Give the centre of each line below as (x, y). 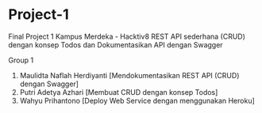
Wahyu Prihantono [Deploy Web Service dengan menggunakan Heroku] (137, 100)
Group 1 (21, 60)
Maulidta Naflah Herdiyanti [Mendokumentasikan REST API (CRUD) (129, 75)
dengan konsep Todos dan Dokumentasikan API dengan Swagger (116, 44)
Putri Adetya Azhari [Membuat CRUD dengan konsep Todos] (119, 92)
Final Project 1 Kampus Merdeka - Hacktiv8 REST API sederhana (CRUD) (127, 36)
